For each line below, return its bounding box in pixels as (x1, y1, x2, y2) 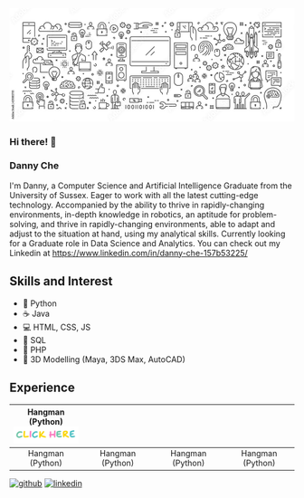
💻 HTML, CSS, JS (22, 321, 91, 332)
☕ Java (22, 308, 50, 319)
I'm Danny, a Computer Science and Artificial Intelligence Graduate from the (9, 180, 292, 191)
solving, (9, 218, 39, 229)
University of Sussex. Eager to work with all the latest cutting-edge (9, 189, 259, 200)
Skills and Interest (9, 273, 113, 289)
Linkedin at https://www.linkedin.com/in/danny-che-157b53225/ (9, 247, 249, 258)
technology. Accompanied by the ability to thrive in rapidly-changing (9, 199, 265, 210)
